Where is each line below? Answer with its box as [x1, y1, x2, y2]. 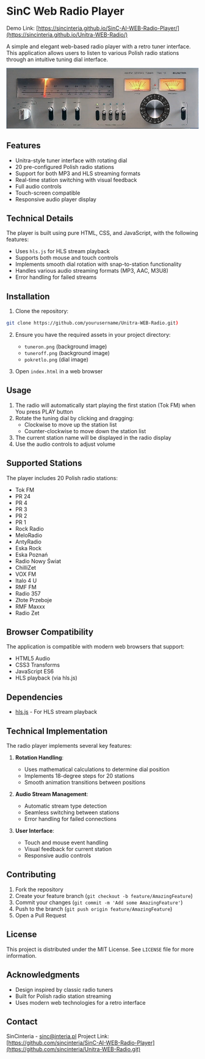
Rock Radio [15, 525, 44, 532]
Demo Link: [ [6, 24, 38, 32]
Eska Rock [15, 544, 41, 551]
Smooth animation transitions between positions [24, 779, 146, 786]
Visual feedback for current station [24, 845, 112, 853]
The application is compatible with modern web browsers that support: [6, 643, 185, 650]
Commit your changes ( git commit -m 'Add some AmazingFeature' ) [15, 899, 183, 906]
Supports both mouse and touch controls [15, 254, 119, 262]
